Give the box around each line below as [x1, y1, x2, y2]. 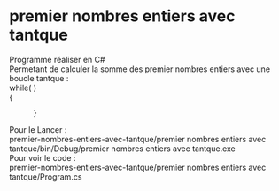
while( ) [9, 82, 37, 93]
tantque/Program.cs [9, 171, 82, 182]
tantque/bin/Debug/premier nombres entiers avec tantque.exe [9, 143, 236, 154]
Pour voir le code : [9, 152, 76, 163]
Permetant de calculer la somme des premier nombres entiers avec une [9, 64, 271, 74]
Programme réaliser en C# [9, 54, 105, 65]
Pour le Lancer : [9, 124, 67, 134]
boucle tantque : [9, 73, 69, 83]
